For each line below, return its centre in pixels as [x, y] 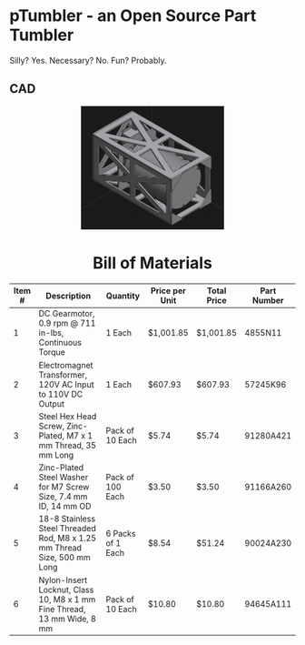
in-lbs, [51, 333]
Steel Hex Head [68, 416]
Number [268, 300]
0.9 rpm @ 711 [67, 323]
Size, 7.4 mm [63, 497]
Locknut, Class [66, 590]
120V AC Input [66, 384]
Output [52, 403]
